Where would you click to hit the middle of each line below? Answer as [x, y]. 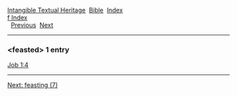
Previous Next [32, 25]
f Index [18, 18]
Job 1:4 [18, 65]
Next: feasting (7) [33, 85]
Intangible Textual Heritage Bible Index [65, 10]
